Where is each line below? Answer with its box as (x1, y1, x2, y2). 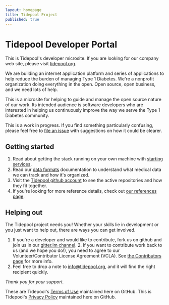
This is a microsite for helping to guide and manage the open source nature (5, 97, 161, 103)
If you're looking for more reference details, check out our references (12, 188, 157, 194)
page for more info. (12, 258, 53, 264)
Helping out (5, 208, 43, 216)
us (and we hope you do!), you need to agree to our (12, 247, 120, 253)
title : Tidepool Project (5, 12, 58, 17)
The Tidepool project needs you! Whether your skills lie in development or (5, 221, 159, 228)
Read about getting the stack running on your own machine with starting (12, 156, 163, 162)
